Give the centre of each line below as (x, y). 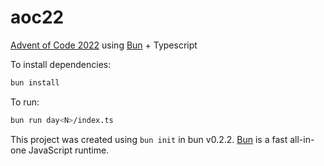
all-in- (302, 139)
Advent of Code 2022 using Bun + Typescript (104, 45)
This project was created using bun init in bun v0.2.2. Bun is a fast (149, 139)
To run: (25, 102)
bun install (35, 82)
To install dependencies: (61, 64)
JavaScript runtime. (69, 150)
